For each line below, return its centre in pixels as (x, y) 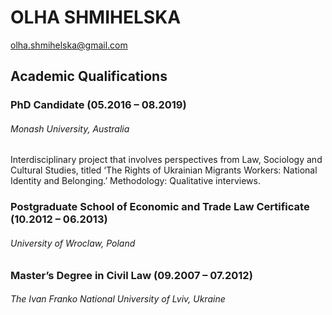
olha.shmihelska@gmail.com (69, 45)
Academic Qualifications (89, 76)
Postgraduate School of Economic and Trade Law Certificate (160, 207)
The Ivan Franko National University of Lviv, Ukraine (118, 299)
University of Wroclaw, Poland (73, 243)
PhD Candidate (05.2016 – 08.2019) (98, 105)
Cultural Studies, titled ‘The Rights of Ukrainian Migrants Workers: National (164, 170)
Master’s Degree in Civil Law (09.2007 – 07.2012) (131, 275)
